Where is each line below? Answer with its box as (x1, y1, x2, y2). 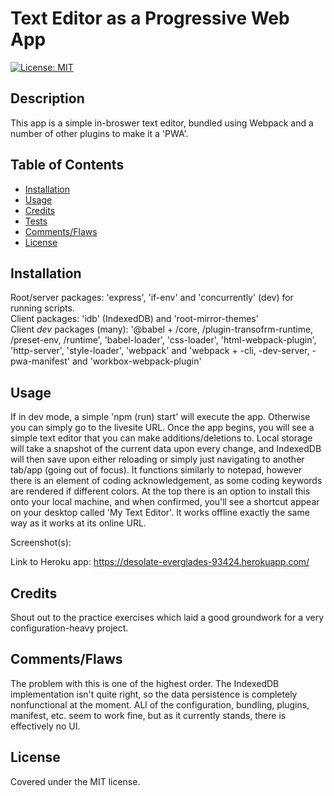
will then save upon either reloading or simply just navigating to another (10, 453, 305, 466)
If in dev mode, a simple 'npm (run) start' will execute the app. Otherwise (10, 411, 311, 423)
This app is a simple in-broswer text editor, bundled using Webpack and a (10, 117, 314, 129)
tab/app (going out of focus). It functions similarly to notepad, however (10, 464, 303, 476)
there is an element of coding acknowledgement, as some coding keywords (10, 475, 323, 487)
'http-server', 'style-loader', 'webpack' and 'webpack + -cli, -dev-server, (10, 345, 310, 357)
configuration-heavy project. (10, 622, 129, 634)
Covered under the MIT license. (10, 775, 141, 787)
